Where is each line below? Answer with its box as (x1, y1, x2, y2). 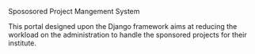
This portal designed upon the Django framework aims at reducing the (8, 22, 238, 31)
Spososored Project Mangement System (8, 7, 140, 16)
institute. (8, 38, 37, 48)
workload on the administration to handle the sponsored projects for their (8, 31, 247, 39)
